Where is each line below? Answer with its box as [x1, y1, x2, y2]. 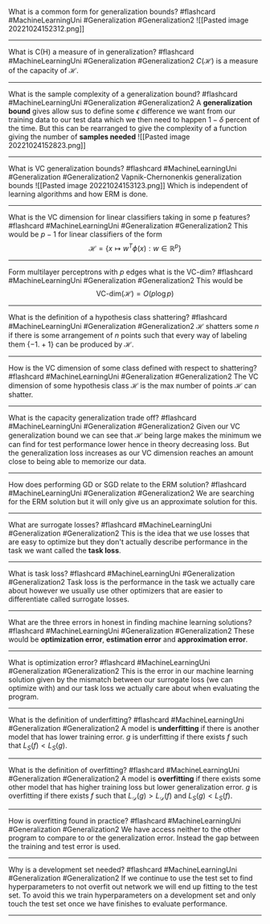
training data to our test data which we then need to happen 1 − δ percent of [8, 115, 260, 124]
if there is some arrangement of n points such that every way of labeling [8, 330, 247, 340]
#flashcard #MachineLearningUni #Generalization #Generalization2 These [8, 626, 255, 635]
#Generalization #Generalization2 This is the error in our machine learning [8, 666, 254, 676]
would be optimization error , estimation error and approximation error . [8, 634, 248, 644]
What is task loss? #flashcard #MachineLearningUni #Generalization [8, 569, 235, 578]
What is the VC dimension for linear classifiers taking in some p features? [8, 212, 251, 222]
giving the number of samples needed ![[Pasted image [8, 132, 190, 142]
